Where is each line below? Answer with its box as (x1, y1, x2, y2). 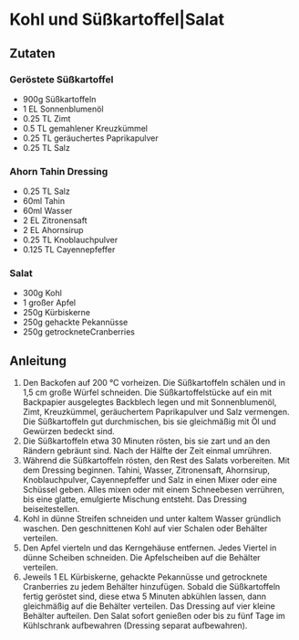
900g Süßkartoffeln (22, 93, 97, 104)
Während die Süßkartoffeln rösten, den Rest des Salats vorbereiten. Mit (22, 455, 290, 466)
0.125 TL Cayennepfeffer (22, 244, 116, 255)
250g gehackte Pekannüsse (22, 316, 129, 328)
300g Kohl (22, 288, 62, 299)
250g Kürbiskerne (22, 307, 91, 318)
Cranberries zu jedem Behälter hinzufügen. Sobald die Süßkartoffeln (22, 581, 281, 592)
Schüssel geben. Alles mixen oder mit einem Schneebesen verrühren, (22, 485, 285, 496)
